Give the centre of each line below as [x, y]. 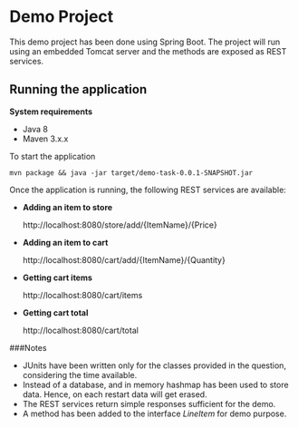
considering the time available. [80, 374]
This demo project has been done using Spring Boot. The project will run [145, 42]
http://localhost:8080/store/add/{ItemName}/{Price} [120, 225]
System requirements [51, 112]
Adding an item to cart [65, 242]
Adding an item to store [67, 207]
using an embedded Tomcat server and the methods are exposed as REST [148, 51]
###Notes [28, 347]
